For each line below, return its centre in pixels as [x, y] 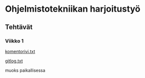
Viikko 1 [14, 41]
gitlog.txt [14, 61]
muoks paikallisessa [25, 70]
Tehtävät [19, 27]
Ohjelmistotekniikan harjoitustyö [73, 9]
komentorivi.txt [20, 51]
